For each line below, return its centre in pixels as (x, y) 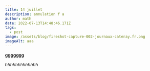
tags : (11, 28)
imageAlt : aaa (20, 41)
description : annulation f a (35, 14)
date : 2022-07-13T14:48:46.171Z (38, 23)
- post (16, 32)
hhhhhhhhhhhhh (21, 64)
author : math (18, 18)
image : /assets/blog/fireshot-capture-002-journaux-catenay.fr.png (75, 37)
